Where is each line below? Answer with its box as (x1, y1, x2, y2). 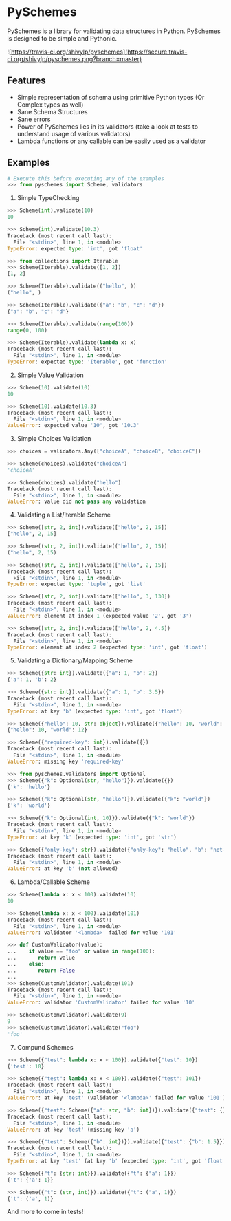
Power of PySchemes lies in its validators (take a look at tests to (16, 122, 198, 131)
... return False (7, 967, 76, 974)
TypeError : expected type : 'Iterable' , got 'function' (7, 358, 168, 365)
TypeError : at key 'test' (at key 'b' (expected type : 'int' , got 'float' (7, 1158, 226, 1165)
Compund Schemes (16, 1043, 74, 1051)
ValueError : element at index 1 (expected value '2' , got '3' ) (7, 612, 192, 619)
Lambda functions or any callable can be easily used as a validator (16, 137, 206, 145)
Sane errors (16, 115, 51, 123)
